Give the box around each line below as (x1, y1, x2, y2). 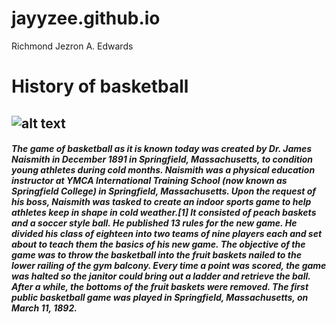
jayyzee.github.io (11, 7, 161, 30)
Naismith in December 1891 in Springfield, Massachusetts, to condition (11, 153, 314, 166)
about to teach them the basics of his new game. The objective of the (11, 238, 306, 251)
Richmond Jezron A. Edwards (11, 40, 134, 52)
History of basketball (11, 75, 189, 98)
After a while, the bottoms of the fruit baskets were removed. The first (11, 281, 309, 293)
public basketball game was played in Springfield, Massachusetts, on (11, 292, 309, 304)
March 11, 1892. (11, 302, 78, 314)
